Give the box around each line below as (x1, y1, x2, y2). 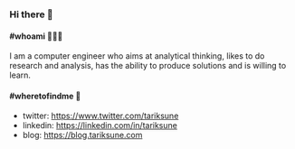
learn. (9, 70, 32, 80)
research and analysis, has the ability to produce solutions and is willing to (9, 61, 287, 71)
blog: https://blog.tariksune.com (22, 130, 143, 141)
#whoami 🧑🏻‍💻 (9, 31, 63, 42)
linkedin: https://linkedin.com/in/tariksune (22, 120, 178, 131)
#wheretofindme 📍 (9, 90, 81, 101)
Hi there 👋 (9, 8, 54, 21)
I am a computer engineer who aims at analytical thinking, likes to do (9, 51, 265, 61)
